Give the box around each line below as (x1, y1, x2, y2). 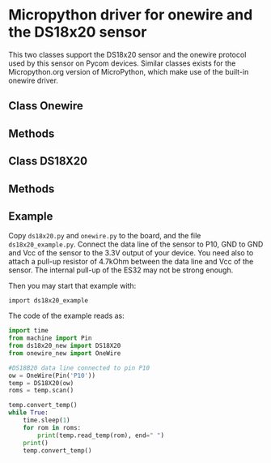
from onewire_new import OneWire (8, 349, 121, 358)
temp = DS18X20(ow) (8, 379, 74, 387)
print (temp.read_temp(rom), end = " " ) (37, 431, 164, 439)
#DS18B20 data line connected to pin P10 (8, 363, 150, 372)
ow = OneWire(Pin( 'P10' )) (8, 371, 95, 379)
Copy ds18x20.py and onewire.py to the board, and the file (8, 231, 201, 241)
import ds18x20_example (8, 297, 89, 305)
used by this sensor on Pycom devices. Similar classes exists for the (8, 58, 236, 68)
